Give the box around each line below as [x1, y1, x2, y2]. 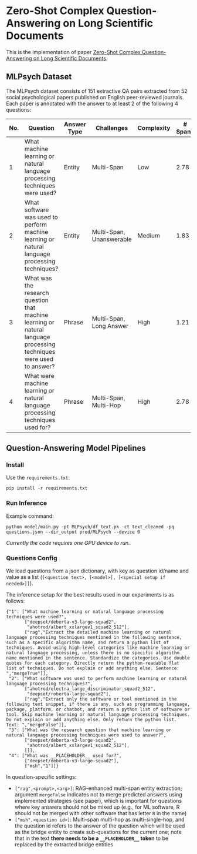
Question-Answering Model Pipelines [6, 443, 146, 453]
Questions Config [6, 554, 57, 562]
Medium [137, 231, 160, 239]
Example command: [6, 513, 54, 520]
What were [24, 371, 55, 380]
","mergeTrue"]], [6, 671, 49, 676]
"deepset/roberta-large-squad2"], [27, 691, 111, 697]
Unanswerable [91, 235, 132, 243]
